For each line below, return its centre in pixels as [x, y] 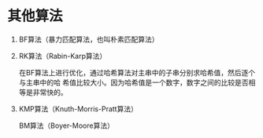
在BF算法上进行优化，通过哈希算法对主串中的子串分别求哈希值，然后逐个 [137, 72]
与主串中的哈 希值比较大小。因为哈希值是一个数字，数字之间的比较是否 [133, 82]
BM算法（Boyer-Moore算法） [67, 125]
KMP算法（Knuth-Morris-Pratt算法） [78, 109]
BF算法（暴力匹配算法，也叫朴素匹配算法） [89, 39]
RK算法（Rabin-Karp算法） [63, 56]
